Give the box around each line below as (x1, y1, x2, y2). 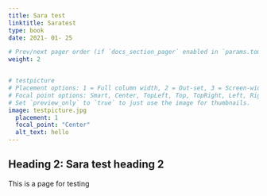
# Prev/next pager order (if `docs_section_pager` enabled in (8, 48, 219, 56)
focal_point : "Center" (15, 121, 91, 129)
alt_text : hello (15, 129, 69, 136)
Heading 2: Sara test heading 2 (8, 158, 164, 171)
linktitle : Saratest (8, 19, 77, 27)
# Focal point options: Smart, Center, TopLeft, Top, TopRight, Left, (8, 91, 247, 99)
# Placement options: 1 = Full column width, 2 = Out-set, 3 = (8, 84, 222, 92)
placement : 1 (15, 113, 59, 121)
